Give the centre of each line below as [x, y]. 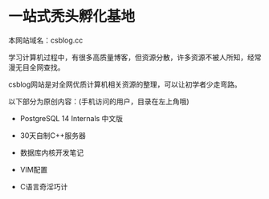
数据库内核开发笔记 [52, 152]
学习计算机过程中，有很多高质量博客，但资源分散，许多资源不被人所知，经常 [135, 57]
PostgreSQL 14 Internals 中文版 [71, 118]
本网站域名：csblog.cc [46, 40]
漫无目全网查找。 [37, 67]
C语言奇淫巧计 [44, 186]
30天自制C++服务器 [53, 135]
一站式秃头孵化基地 [72, 16]
